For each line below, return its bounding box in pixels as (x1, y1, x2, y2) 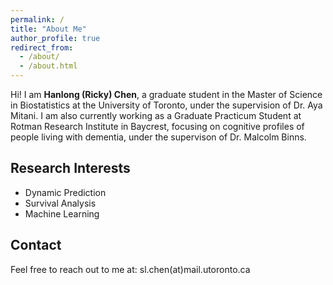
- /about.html (19, 61, 78, 71)
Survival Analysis (24, 197, 97, 209)
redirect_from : (10, 42, 74, 53)
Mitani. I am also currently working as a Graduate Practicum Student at (10, 110, 302, 121)
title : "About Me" (10, 24, 87, 34)
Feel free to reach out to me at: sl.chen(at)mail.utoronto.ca (10, 263, 251, 275)
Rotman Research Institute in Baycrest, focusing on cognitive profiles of (10, 121, 305, 132)
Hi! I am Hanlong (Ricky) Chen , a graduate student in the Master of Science (10, 89, 323, 100)
